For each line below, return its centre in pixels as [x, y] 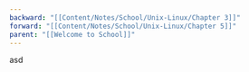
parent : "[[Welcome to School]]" [72, 34]
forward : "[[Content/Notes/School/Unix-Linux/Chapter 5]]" [123, 26]
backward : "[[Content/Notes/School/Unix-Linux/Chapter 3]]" [125, 18]
